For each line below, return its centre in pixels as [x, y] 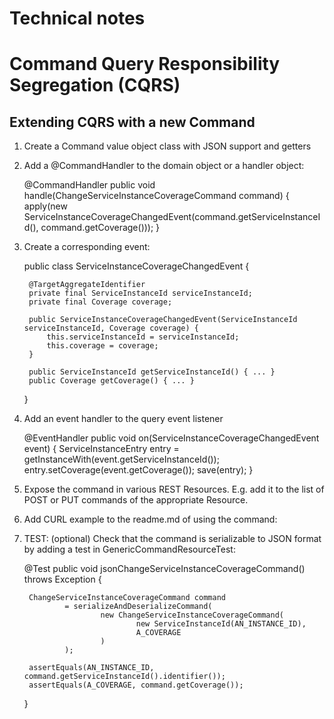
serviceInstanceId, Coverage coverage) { [111, 328]
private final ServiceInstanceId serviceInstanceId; [140, 293]
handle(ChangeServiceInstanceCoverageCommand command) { [156, 196]
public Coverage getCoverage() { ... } [111, 381]
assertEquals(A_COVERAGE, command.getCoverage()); [136, 685]
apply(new [45, 206]
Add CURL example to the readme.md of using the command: [150, 519]
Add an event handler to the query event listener [123, 419]
